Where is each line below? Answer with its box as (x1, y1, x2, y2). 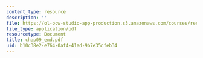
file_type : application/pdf (6, 25, 77, 32)
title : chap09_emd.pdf (6, 37, 63, 43)
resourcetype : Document (6, 31, 66, 37)
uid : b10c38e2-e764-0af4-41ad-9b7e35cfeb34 (6, 43, 118, 49)
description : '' (6, 14, 47, 21)
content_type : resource (6, 8, 66, 15)
